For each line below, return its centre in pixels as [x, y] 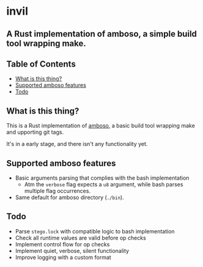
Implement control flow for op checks [62, 244]
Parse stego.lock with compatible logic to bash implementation [95, 231]
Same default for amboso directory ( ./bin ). [69, 197]
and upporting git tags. [35, 132]
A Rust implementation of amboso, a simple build [102, 34]
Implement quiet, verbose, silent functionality [72, 251]
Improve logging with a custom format [63, 257]
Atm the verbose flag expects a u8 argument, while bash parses [104, 185]
